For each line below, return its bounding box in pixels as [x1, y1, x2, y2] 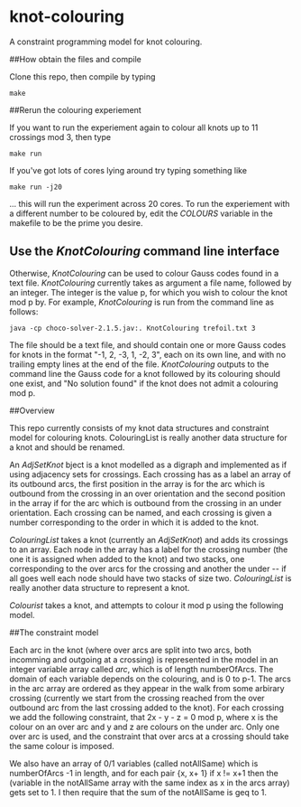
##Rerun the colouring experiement [9, 104, 141, 115]
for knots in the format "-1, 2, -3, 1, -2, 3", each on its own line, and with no [9, 349, 287, 360]
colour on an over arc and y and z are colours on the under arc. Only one [9, 721, 280, 732]
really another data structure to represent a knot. [9, 582, 190, 593]
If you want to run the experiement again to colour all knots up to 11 [9, 122, 259, 133]
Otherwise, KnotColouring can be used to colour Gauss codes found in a [9, 267, 279, 278]
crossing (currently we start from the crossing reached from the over [9, 692, 265, 703]
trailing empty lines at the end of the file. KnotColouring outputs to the [9, 359, 269, 370]
